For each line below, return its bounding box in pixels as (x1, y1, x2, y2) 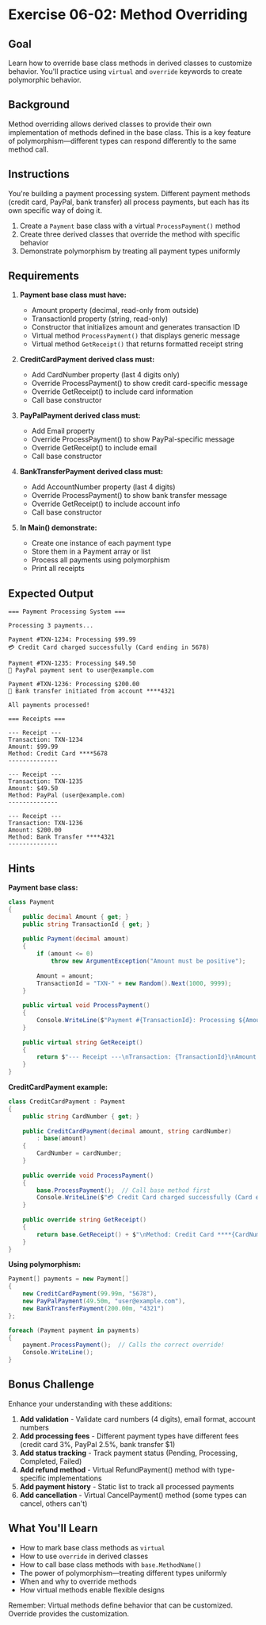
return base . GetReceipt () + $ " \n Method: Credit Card (36, 1230, 215, 1238)
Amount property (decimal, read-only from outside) (31, 306, 199, 315)
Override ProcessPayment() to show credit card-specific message (31, 379, 248, 388)
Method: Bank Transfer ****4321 (8, 833, 115, 841)
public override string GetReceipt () (22, 1216, 147, 1224)
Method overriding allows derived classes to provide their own (8, 119, 212, 129)
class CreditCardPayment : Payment (8, 1098, 126, 1106)
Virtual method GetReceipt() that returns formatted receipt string (31, 339, 244, 349)
